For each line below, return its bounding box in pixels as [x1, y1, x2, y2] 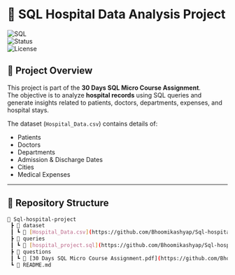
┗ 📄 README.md [10, 261, 52, 269]
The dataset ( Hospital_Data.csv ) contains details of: [7, 119, 158, 128]
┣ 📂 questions [10, 248, 52, 255]
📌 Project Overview [7, 65, 93, 76]
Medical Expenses [17, 170, 71, 178]
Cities [17, 163, 34, 171]
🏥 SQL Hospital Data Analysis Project [7, 6, 226, 22]
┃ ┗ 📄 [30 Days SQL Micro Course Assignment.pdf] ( [10, 255, 161, 262]
